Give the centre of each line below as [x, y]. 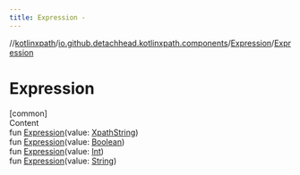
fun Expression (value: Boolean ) [67, 142]
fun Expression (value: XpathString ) [74, 132]
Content [24, 122]
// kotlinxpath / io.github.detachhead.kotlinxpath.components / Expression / [142, 43]
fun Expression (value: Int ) [57, 151]
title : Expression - [48, 17]
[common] [28, 113]
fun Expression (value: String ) [63, 161]
